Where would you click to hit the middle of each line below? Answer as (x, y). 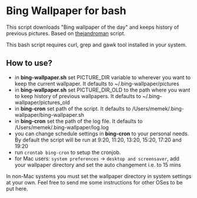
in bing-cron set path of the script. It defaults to (73, 108)
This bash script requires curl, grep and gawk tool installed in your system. (96, 45)
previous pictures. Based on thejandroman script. (66, 33)
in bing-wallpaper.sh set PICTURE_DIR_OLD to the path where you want (102, 90)
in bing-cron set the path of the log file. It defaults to (79, 121)
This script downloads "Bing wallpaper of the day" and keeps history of (93, 27)
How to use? (29, 63)
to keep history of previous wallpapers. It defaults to (78, 96)
